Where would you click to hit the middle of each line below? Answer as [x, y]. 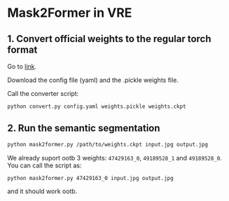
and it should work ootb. [42, 191]
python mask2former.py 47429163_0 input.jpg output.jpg [90, 178]
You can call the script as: [44, 165]
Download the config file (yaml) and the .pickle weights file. [93, 80]
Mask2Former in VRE [70, 13]
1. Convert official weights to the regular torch [109, 39]
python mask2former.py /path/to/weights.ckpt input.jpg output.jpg [108, 144]
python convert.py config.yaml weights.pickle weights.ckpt [97, 106]
